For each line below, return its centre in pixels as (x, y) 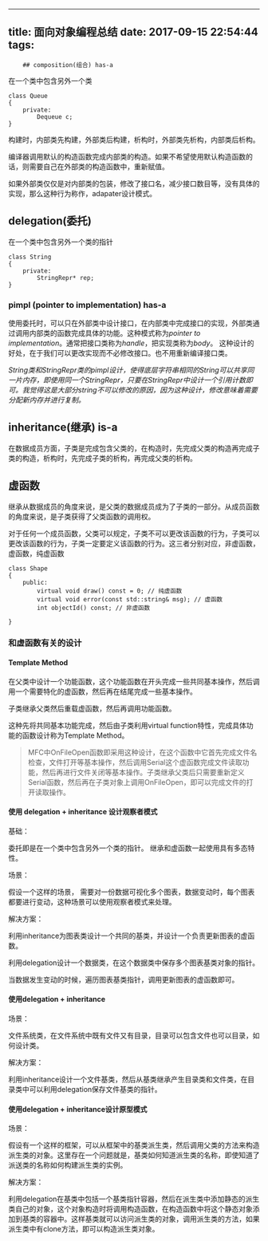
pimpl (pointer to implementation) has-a (87, 305)
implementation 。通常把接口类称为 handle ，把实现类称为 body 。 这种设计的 (131, 343)
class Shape (28, 568)
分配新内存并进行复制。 (47, 400)
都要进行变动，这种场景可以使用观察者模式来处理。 (92, 901)
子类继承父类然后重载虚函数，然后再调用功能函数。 (92, 708)
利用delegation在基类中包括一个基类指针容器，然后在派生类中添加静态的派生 (134, 1199)
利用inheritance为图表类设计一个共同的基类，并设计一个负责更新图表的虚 (128, 936)
